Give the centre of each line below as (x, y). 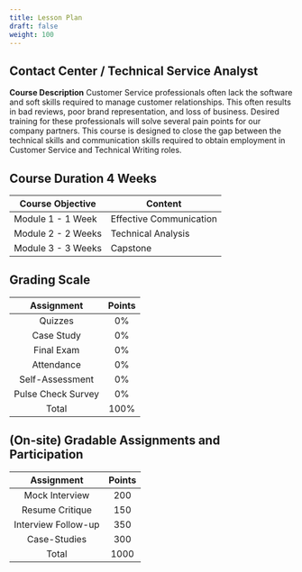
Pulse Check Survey (57, 394)
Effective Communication (164, 219)
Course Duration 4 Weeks (83, 178)
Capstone (131, 248)
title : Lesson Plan (46, 18)
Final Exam (56, 350)
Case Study (56, 335)
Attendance (56, 364)
